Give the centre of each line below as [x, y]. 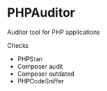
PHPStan [30, 59]
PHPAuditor [41, 13]
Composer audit [40, 66]
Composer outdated [46, 74]
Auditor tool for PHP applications [53, 32]
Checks [18, 45]
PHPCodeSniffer [40, 81]
